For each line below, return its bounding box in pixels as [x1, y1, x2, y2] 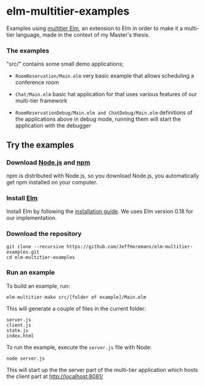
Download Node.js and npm [6, 158, 91, 167]
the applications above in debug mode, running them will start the [15, 115, 181, 123]
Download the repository [6, 230, 82, 238]
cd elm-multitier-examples [6, 254, 75, 260]
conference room [15, 78, 59, 86]
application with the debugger [15, 122, 91, 129]
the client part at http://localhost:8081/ [6, 373, 103, 380]
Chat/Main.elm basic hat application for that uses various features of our [15, 91, 198, 98]
